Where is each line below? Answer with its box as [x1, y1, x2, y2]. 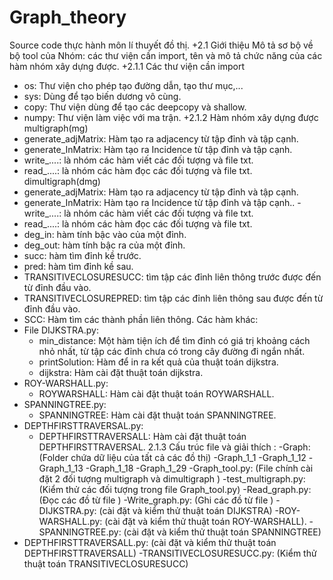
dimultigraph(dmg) [23, 175, 101, 187]
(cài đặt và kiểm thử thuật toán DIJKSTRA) [98, 504, 273, 516]
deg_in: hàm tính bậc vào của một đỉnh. [23, 228, 187, 240]
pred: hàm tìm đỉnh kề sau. [23, 260, 134, 272]
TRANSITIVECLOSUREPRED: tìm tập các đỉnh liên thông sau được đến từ [23, 292, 324, 304]
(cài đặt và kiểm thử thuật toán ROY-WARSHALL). [104, 515, 307, 527]
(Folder [38, 451, 69, 463]
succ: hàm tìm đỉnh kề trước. [23, 249, 142, 261]
